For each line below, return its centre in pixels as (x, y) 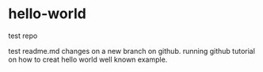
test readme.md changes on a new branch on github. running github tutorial (132, 51)
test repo (23, 36)
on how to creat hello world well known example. (88, 59)
